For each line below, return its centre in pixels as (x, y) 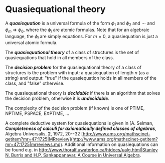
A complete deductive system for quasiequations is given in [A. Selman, (79, 123)
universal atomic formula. (31, 43)
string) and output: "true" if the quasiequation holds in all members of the (81, 78)
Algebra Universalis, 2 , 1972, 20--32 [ (44, 134)
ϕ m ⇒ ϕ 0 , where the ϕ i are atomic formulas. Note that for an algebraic (77, 30)
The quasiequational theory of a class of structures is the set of (72, 52)
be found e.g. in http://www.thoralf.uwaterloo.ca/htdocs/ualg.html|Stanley (81, 150)
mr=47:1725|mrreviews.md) (34, 144)
